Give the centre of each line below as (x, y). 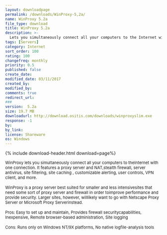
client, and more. (21, 178)
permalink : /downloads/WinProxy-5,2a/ (45, 14)
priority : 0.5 (20, 65)
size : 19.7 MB (20, 112)
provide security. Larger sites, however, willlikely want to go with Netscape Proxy (82, 197)
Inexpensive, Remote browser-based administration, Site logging (67, 217)
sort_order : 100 (22, 51)
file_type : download (27, 24)
